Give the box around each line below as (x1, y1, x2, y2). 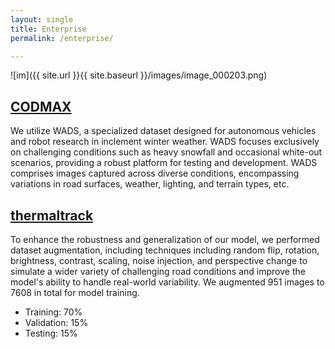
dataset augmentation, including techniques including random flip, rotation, (10, 244, 320, 256)
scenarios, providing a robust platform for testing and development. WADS (10, 157, 318, 169)
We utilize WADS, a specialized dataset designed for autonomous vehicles (10, 125, 317, 137)
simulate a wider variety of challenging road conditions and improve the (10, 266, 306, 277)
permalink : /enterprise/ (10, 33, 114, 43)
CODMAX (10, 98, 72, 115)
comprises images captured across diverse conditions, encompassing (10, 167, 300, 180)
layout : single (10, 14, 74, 25)
